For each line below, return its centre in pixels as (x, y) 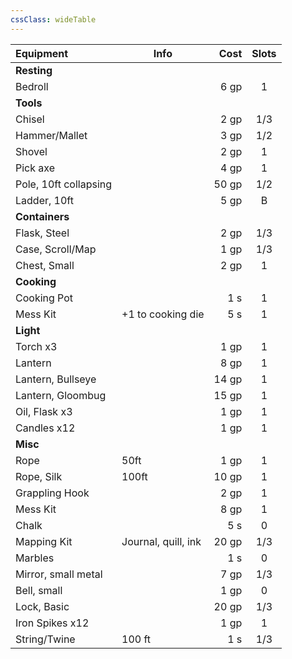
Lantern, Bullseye (56, 379)
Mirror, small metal (59, 574)
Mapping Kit (44, 541)
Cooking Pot (44, 298)
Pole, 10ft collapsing (64, 184)
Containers (42, 216)
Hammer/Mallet (51, 135)
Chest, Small (45, 265)
